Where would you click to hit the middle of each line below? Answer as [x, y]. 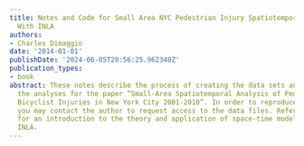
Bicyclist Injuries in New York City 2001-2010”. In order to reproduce [157, 102]
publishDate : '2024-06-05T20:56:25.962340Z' [95, 60]
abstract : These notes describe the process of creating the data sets [147, 85]
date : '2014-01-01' [46, 52]
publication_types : [46, 69]
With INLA [36, 26]
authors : [26, 34]
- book [22, 77]
